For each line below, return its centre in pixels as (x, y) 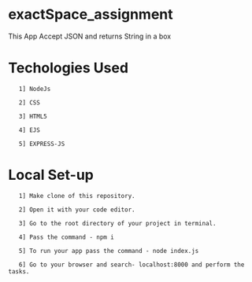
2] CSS (30, 103)
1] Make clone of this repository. (77, 196)
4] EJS (30, 130)
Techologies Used (68, 68)
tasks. (19, 271)
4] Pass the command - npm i (66, 237)
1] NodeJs (35, 89)
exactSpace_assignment (91, 15)
